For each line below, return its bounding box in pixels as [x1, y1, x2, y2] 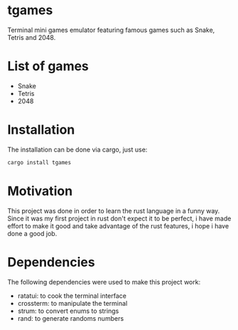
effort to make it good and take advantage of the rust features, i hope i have [7, 221, 229, 230]
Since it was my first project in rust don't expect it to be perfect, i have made [7, 214, 232, 223]
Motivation [7, 183, 73, 199]
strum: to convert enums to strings [17, 307, 119, 315]
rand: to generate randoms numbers [17, 314, 124, 322]
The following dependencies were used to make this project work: [7, 277, 201, 286]
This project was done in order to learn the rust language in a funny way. [7, 206, 220, 215]
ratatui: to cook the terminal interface [17, 291, 126, 300]
